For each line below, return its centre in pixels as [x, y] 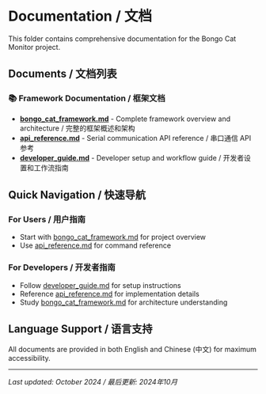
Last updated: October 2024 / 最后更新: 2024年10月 [93, 382]
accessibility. [30, 358]
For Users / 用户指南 [47, 219]
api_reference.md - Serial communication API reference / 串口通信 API [135, 138]
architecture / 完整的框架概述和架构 [77, 128]
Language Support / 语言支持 [80, 329]
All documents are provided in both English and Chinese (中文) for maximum [133, 350]
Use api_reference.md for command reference [95, 245]
